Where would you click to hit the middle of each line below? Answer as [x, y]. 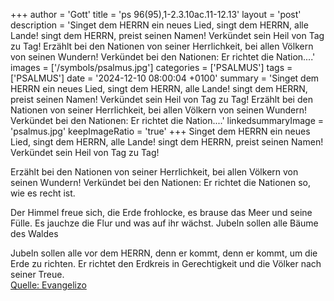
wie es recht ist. [43, 193]
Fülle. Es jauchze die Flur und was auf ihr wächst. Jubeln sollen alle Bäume [164, 223]
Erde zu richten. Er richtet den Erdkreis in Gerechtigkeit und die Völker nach [166, 263]
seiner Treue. [37, 274]
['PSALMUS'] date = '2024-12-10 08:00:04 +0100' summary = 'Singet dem [165, 78]
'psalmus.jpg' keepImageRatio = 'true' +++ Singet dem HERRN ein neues [160, 131]
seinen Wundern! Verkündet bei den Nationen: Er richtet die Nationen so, [161, 182]
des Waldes [34, 233]
